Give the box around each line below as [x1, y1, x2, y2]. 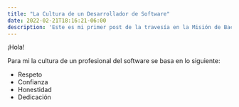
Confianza [17, 78, 48, 86]
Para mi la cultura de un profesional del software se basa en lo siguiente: [7, 57, 221, 65]
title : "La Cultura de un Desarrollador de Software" [7, 10, 171, 18]
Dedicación [17, 93, 52, 101]
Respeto [17, 70, 43, 79]
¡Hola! [7, 43, 25, 52]
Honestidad [17, 86, 52, 94]
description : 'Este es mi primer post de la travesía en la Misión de [7, 23, 221, 30]
